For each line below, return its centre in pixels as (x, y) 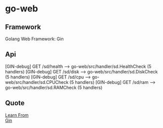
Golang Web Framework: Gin (34, 39)
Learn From (17, 115)
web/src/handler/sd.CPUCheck (37, 82)
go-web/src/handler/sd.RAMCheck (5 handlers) (54, 87)
